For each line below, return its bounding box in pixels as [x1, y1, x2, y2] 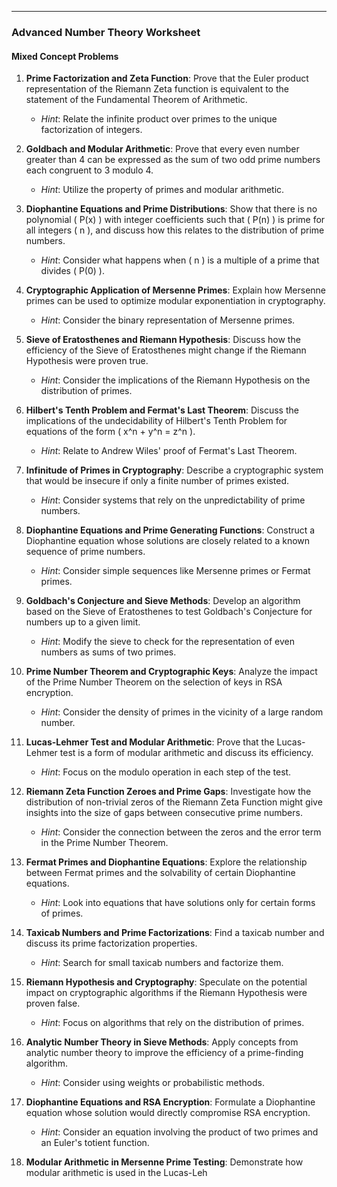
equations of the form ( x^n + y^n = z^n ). [25, 426, 196, 438]
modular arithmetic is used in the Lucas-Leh [25, 1167, 208, 1179]
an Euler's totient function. [40, 1137, 150, 1149]
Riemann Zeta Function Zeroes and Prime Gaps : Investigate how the [25, 786, 312, 798]
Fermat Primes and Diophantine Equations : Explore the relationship [25, 856, 308, 868]
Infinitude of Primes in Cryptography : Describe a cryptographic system [25, 464, 324, 476]
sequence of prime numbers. [25, 546, 146, 558]
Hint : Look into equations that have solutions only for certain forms [40, 897, 316, 909]
